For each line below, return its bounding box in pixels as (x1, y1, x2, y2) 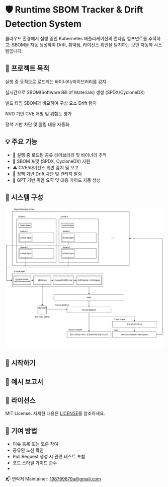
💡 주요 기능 (5, 137, 38, 146)
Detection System (5, 18, 82, 30)
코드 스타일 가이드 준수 (12, 460, 57, 466)
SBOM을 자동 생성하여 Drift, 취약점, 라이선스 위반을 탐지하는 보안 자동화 (12, 41, 153, 48)
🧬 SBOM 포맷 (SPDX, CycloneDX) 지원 (12, 158, 91, 164)
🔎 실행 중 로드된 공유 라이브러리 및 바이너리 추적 (12, 152, 107, 158)
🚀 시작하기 (5, 359, 36, 368)
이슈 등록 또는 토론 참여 (12, 441, 59, 447)
